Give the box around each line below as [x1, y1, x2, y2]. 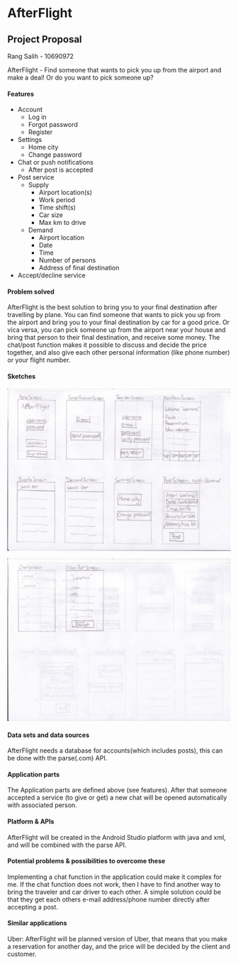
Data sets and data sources [7, 731, 90, 739]
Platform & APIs [7, 817, 55, 826]
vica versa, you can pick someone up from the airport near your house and [7, 326, 226, 334]
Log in [28, 113, 47, 121]
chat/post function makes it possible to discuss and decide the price [7, 340, 208, 349]
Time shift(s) [38, 204, 76, 212]
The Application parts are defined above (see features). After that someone [7, 786, 227, 794]
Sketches [7, 372, 36, 380]
